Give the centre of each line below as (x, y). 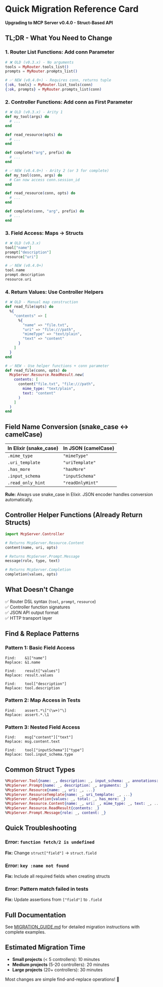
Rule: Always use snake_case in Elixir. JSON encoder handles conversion (79, 494)
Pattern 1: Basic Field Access (40, 648)
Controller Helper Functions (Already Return (74, 515)
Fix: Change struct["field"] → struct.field (51, 852)
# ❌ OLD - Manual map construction (42, 302)
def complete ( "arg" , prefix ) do (38, 153)
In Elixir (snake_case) (33, 448)
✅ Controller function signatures (38, 607)
